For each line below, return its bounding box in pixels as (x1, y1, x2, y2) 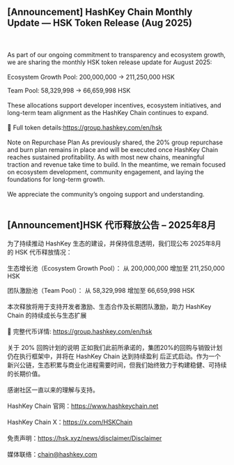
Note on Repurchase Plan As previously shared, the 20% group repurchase (7, 138, 223, 146)
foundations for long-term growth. (7, 175, 105, 183)
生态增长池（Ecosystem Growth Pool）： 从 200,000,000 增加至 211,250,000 (7, 264, 225, 272)
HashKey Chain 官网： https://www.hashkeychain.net (7, 402, 159, 410)
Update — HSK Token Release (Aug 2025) (7, 17, 193, 29)
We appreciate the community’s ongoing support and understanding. (7, 190, 205, 198)
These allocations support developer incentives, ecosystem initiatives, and (7, 101, 221, 109)
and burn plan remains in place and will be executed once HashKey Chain (7, 145, 218, 153)
